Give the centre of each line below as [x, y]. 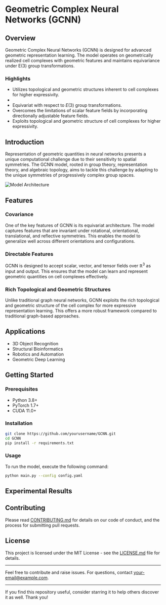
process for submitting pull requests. [42, 525]
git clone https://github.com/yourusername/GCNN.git [61, 434]
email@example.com [26, 578]
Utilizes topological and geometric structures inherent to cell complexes [85, 89]
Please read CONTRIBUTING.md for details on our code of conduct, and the [82, 520]
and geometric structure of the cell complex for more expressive [71, 305]
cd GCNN [13, 438]
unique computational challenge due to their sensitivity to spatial [71, 159]
